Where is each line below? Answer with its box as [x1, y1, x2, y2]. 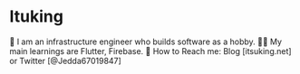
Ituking [9, 6, 63, 27]
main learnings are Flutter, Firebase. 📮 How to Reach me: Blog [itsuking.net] [9, 45, 292, 56]
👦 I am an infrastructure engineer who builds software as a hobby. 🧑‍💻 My [9, 36, 283, 47]
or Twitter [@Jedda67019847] [9, 55, 122, 66]
